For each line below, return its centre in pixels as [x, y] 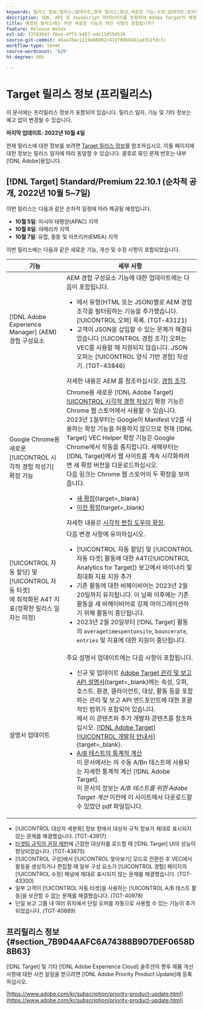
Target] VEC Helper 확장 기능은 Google [121, 438]
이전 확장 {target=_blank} [111, 508]
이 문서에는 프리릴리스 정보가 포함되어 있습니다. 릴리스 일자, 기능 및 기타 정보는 [99, 112]
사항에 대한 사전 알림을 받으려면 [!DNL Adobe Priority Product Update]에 [94, 974]
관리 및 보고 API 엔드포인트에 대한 [135, 700]
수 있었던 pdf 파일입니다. [110, 806]
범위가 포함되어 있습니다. [123, 709]
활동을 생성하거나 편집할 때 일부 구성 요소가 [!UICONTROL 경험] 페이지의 [101, 867]
